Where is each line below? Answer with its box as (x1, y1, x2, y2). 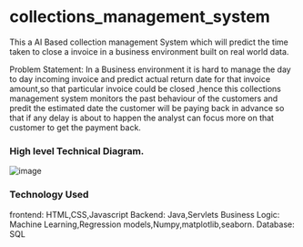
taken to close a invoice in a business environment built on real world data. (9, 46, 289, 57)
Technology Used (9, 189, 89, 201)
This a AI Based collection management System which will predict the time (9, 36, 288, 47)
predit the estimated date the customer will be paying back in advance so (9, 102, 285, 113)
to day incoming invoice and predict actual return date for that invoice (9, 73, 271, 84)
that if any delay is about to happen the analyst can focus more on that (9, 112, 275, 123)
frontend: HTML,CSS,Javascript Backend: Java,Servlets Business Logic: (9, 209, 280, 220)
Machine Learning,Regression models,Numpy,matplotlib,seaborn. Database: (9, 219, 295, 230)
